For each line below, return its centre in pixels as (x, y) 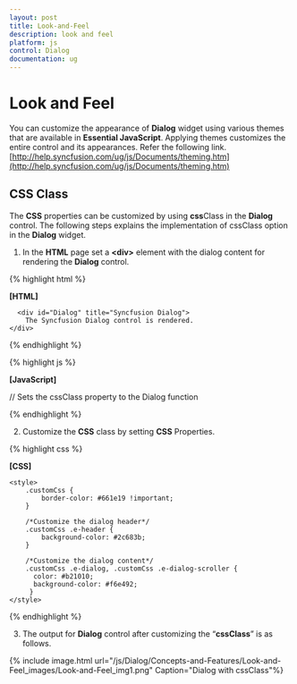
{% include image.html (51, 660)
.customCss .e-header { (70, 529)
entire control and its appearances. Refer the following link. (118, 147)
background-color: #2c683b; (93, 537)
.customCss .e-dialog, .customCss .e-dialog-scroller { (132, 569)
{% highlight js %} (42, 362)
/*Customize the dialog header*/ (88, 521)
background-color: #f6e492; (85, 584)
